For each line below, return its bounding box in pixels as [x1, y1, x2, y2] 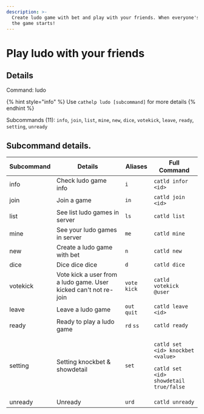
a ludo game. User [56, 278, 109, 287]
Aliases [125, 162, 148, 171]
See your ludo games [56, 226, 117, 234]
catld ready [154, 322, 188, 329]
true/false [154, 384, 185, 390]
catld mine [154, 230, 185, 237]
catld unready [154, 399, 195, 406]
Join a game [56, 196, 92, 205]
